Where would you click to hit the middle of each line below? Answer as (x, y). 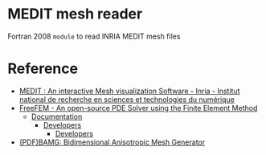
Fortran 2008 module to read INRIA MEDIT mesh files (94, 36)
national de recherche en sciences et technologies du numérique (127, 99)
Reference (43, 69)
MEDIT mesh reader (75, 14)
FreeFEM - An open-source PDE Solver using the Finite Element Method (138, 108)
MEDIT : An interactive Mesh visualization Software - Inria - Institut (129, 91)
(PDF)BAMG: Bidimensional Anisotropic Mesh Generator (112, 142)
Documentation (57, 116)
